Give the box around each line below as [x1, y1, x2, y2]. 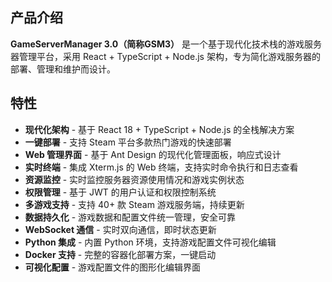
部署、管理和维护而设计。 [10, 63, 116, 75]
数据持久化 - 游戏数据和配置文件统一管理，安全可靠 [24, 211, 237, 223]
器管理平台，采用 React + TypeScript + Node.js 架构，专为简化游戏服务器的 [10, 50, 321, 62]
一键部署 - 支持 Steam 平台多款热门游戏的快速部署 [24, 136, 232, 148]
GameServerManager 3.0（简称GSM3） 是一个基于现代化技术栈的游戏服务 [10, 38, 322, 50]
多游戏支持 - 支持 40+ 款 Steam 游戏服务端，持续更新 [24, 198, 245, 210]
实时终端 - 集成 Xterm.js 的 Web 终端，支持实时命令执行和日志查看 [24, 161, 299, 173]
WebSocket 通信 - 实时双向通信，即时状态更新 [24, 223, 217, 235]
